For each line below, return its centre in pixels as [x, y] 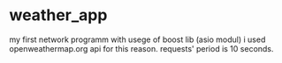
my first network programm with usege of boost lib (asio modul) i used [137, 39]
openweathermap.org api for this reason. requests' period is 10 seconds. [141, 48]
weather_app [58, 15]
